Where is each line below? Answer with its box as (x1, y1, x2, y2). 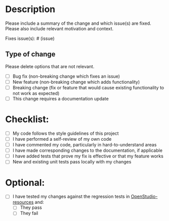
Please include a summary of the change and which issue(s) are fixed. (5, 20, 151, 26)
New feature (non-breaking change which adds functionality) (12, 79, 140, 85)
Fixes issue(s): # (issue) (5, 35, 55, 41)
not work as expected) (12, 90, 60, 96)
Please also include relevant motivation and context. (5, 25, 114, 31)
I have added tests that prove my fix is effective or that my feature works (12, 153, 164, 159)
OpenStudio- (131, 193, 158, 200)
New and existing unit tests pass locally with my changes (12, 159, 132, 165)
